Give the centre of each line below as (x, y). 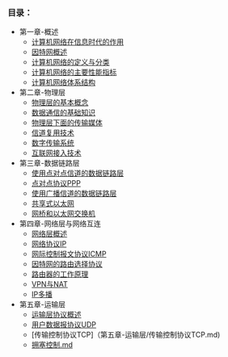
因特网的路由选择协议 (67, 264)
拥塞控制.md (52, 345)
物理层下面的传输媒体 (67, 123)
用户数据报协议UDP (64, 325)
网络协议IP (49, 244)
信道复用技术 (53, 133)
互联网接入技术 (56, 153)
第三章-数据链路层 (49, 163)
